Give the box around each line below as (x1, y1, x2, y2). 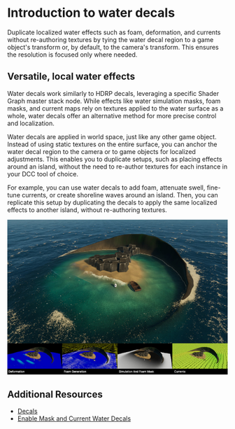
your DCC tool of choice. (7, 169, 79, 178)
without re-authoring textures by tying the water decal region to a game (7, 35, 214, 43)
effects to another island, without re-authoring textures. (7, 205, 168, 214)
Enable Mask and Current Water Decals (17, 414, 131, 423)
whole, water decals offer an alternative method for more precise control (7, 111, 217, 120)
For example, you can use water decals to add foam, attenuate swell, (7, 183, 206, 192)
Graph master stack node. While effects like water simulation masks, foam (7, 97, 221, 105)
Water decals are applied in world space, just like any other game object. (7, 132, 217, 141)
